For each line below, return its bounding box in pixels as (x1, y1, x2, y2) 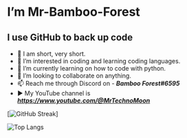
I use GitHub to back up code (7, 32, 133, 43)
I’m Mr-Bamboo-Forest (7, 4, 141, 20)
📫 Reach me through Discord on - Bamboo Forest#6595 (16, 80, 180, 87)
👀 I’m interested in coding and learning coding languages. (16, 57, 181, 65)
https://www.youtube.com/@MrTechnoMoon (16, 97, 151, 104)
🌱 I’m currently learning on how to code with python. (16, 65, 166, 72)
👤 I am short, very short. (16, 49, 86, 58)
